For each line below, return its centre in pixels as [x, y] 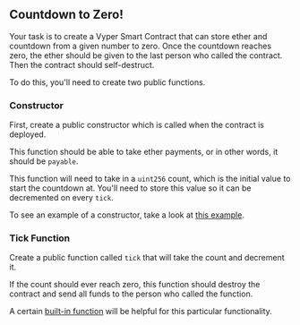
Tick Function [40, 238]
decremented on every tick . [61, 198]
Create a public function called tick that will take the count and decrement [147, 258]
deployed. [28, 134]
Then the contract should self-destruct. [82, 64]
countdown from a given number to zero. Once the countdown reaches [140, 46]
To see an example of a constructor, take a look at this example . [127, 215]
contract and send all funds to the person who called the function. [131, 294]
